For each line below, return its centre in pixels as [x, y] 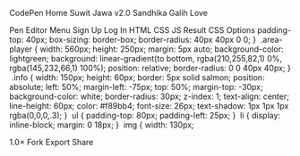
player [21, 49]
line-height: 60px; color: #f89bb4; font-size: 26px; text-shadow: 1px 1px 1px [149, 106]
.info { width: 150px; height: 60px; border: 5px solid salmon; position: [138, 78]
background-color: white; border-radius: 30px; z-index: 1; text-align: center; [149, 96]
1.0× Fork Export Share [51, 142]
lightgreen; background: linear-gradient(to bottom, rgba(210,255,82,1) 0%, [146, 58]
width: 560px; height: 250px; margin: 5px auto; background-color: [162, 49]
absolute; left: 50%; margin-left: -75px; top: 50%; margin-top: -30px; [136, 87]
